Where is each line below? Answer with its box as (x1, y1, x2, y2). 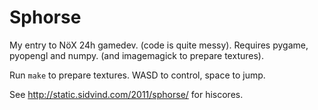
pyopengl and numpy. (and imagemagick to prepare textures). (9, 49, 264, 61)
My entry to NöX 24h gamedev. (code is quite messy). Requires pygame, (9, 39, 309, 51)
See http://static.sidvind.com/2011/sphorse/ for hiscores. (9, 88, 244, 100)
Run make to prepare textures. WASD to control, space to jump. (9, 69, 266, 81)
